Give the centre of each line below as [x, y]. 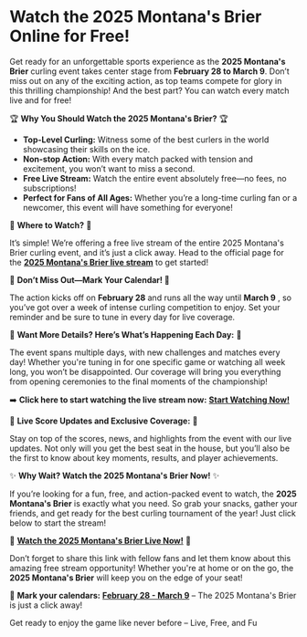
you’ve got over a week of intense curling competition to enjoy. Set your [145, 307]
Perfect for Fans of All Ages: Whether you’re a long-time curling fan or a [160, 197]
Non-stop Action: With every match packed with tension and [138, 159]
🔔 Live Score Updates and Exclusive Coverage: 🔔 [104, 421]
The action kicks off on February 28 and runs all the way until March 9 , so [151, 298]
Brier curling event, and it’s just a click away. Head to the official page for [147, 252]
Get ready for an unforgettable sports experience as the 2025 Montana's [148, 61]
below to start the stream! [58, 523]
